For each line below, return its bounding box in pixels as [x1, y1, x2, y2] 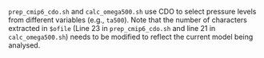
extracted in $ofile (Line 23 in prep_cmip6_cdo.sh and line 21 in [8, 24, 216, 33]
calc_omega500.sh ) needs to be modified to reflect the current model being [8, 32, 254, 41]
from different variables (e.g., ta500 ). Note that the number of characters [8, 15, 248, 25]
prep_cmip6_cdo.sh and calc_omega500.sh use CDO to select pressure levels [8, 7, 257, 16]
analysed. [8, 41, 41, 50]
